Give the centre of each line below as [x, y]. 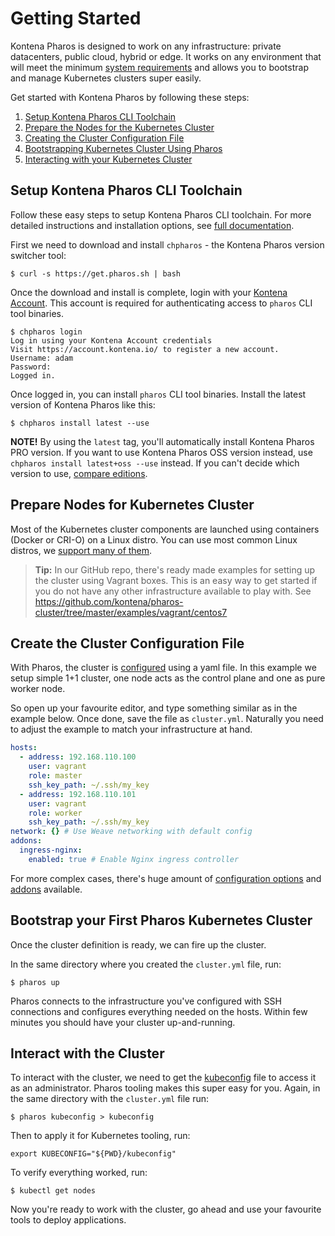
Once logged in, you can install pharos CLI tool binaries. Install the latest [158, 394]
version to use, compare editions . [79, 473]
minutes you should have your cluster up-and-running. [123, 1022]
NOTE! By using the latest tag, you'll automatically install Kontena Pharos [162, 441]
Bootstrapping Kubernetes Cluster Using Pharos [123, 148]
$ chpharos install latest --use [80, 423]
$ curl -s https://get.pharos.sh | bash [96, 273]
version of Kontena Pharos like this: [83, 404]
